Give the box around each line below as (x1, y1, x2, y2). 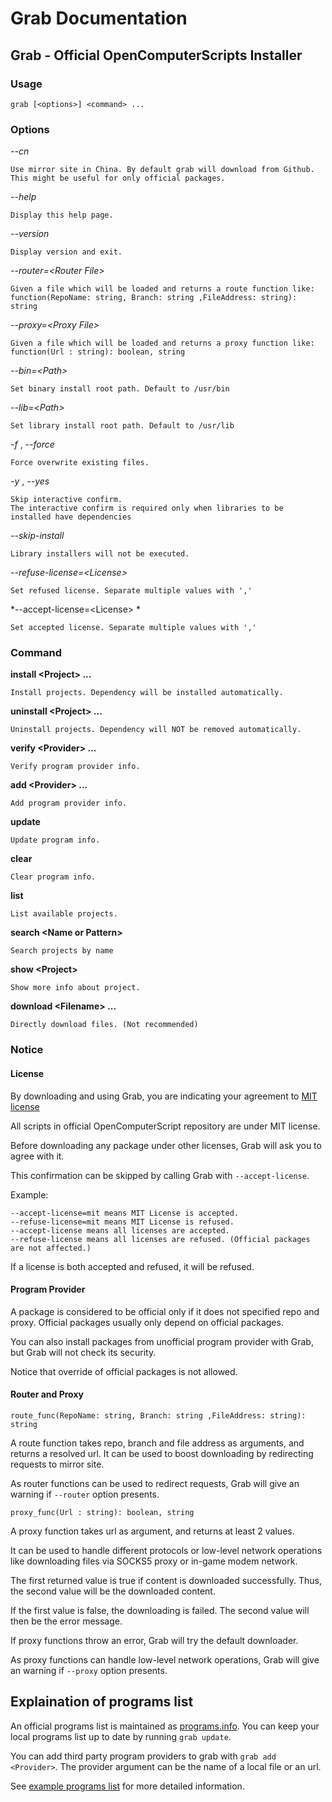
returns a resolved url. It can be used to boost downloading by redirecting (10, 1448, 314, 1459)
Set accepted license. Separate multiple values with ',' (10, 623, 257, 633)
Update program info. (10, 835, 101, 846)
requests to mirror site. (10, 1458, 105, 1470)
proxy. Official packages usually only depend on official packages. (10, 1316, 284, 1328)
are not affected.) (10, 1243, 92, 1253)
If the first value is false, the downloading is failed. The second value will (10, 1605, 310, 1616)
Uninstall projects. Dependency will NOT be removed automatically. (10, 725, 302, 735)
